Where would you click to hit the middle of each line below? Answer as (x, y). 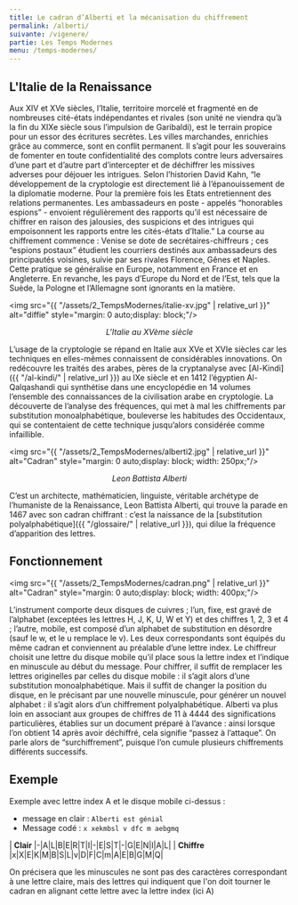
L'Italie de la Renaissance (81, 87)
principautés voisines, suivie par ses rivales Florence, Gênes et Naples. (140, 259)
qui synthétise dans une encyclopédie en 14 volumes (154, 387)
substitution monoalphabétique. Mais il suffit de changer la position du (138, 685)
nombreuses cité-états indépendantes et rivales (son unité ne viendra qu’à (145, 118)
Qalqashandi (32, 387)
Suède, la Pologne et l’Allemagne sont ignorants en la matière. (122, 288)
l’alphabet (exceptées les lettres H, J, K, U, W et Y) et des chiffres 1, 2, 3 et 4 (149, 619)
